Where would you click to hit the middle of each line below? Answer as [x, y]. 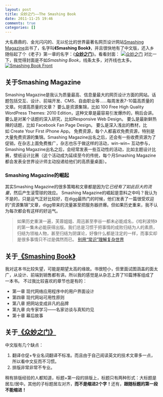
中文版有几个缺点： [24, 345]
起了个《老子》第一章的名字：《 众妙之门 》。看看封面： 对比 [83, 54]
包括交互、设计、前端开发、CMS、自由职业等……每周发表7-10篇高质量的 [81, 100]
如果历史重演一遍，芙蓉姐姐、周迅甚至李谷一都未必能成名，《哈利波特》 [87, 221]
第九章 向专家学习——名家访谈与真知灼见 [53, 310]
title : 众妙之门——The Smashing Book [41, 14]
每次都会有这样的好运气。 [35, 211]
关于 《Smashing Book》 [40, 256]
